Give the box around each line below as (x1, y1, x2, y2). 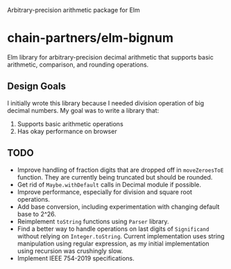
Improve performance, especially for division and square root (17, 187, 193, 196)
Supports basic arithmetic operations (17, 119, 123, 128)
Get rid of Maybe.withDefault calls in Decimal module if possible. (17, 180, 202, 189)
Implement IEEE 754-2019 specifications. (17, 254, 135, 262)
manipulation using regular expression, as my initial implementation (17, 239, 209, 248)
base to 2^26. (17, 209, 57, 218)
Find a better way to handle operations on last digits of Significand (17, 225, 209, 233)
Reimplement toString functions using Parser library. (17, 217, 169, 225)
